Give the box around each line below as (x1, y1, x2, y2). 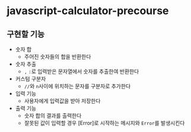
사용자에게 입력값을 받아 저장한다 (24, 97, 101, 104)
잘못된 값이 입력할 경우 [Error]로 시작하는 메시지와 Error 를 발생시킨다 (24, 120, 185, 126)
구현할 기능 (7, 29, 45, 39)
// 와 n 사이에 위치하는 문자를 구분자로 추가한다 (24, 82, 131, 90)
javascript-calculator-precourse (7, 4, 169, 18)
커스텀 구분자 (15, 75, 46, 82)
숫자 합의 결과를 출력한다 (24, 112, 82, 119)
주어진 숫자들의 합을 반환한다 (24, 53, 91, 60)
